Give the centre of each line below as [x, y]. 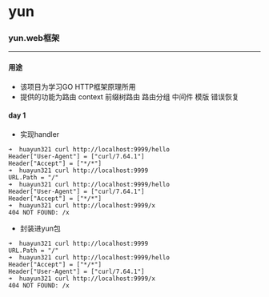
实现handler [40, 134]
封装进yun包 [40, 228]
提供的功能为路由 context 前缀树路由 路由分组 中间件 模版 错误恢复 [129, 96]
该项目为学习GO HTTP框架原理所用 [78, 86]
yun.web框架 [34, 38]
